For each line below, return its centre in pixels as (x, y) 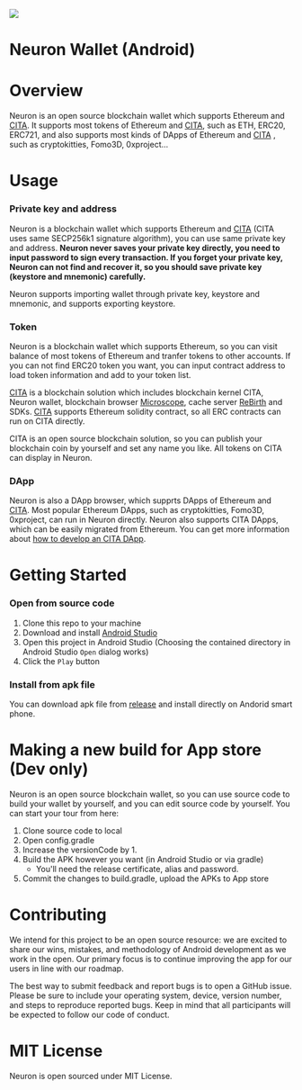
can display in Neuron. (51, 457)
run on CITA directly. (47, 421)
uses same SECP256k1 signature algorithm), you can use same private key (147, 238)
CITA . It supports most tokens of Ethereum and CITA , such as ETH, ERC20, (147, 125)
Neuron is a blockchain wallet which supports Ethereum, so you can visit (144, 346)
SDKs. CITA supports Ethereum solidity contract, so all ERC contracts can (145, 411)
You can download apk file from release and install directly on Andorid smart (151, 704)
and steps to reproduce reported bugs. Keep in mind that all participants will (150, 1004)
